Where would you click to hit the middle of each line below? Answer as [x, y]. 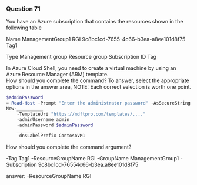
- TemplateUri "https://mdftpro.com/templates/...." [81, 114]
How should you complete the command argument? [69, 147]
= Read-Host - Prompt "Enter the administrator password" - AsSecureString [98, 103]
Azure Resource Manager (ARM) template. [57, 75]
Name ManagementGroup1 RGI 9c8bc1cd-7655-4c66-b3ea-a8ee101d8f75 [96, 39]
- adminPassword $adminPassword [55, 125]
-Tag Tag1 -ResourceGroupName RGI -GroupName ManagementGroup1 [93, 159]
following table [24, 28]
